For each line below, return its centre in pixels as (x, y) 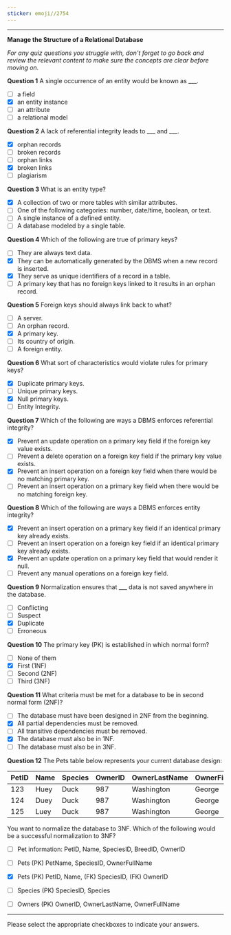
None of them (36, 658)
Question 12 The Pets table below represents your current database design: (114, 760)
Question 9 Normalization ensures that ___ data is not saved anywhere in (110, 587)
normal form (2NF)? (35, 703)
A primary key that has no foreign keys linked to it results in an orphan (116, 283)
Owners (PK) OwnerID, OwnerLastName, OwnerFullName (98, 904)
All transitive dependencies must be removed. (82, 731)
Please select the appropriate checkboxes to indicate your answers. (103, 924)
